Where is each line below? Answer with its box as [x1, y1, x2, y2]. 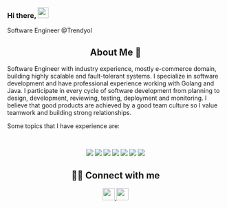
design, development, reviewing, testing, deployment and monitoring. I [7, 94, 207, 103]
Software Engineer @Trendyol [7, 26, 93, 34]
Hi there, [7, 10, 36, 20]
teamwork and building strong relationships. [7, 109, 132, 117]
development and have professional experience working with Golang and [7, 79, 215, 87]
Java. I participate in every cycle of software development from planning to [7, 87, 220, 95]
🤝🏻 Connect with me [71, 169, 160, 181]
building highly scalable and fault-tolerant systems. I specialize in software [7, 72, 219, 81]
